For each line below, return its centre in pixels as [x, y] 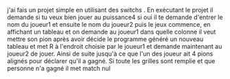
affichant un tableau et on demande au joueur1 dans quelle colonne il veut [112, 32]
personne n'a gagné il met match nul [59, 68]
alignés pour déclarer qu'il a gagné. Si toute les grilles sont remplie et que [111, 61]
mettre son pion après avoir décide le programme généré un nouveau [105, 39]
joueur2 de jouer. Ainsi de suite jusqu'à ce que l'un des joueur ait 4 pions [110, 54]
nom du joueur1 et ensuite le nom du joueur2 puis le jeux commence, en [109, 24]
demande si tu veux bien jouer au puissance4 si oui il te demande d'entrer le [115, 17]
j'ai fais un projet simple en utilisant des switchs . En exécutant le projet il [110, 10]
